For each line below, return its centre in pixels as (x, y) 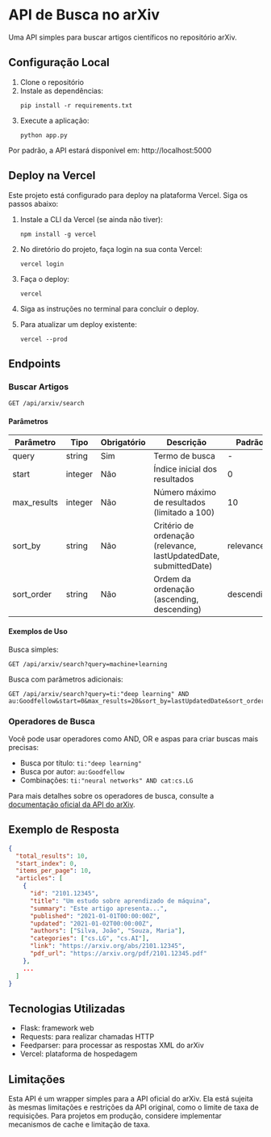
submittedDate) (183, 566)
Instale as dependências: (61, 90)
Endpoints (35, 364)
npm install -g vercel (58, 234)
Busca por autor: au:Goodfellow (72, 771)
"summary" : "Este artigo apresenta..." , (98, 908)
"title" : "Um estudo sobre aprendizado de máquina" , (120, 901)
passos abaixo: (33, 203)
